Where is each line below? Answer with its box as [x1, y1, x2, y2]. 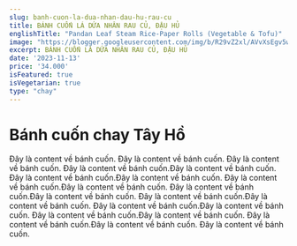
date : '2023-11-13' [9, 54, 81, 63]
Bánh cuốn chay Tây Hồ [9, 124, 186, 145]
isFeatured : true [9, 71, 73, 79]
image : [9, 37, 34, 47]
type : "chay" [9, 86, 57, 95]
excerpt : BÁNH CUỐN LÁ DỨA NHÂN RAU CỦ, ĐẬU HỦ [9, 46, 188, 55]
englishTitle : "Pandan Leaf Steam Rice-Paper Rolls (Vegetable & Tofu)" [9, 29, 283, 38]
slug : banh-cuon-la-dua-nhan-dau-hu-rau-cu [9, 12, 172, 22]
